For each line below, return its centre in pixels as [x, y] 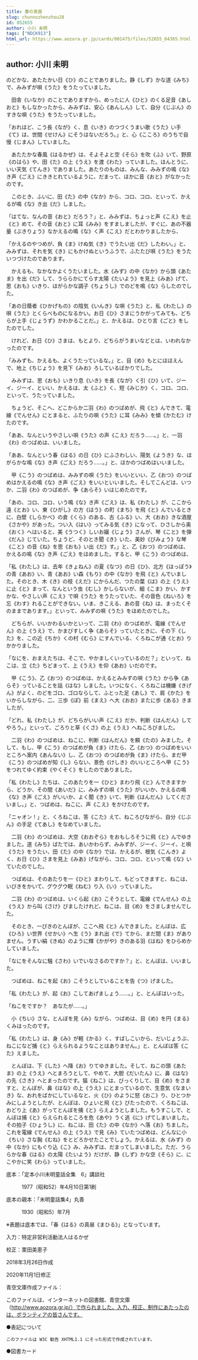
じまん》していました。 [45, 142]
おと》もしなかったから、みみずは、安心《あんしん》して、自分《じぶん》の [99, 107]
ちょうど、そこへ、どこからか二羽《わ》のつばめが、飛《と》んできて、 [98, 408]
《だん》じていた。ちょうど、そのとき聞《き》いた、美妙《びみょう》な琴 [96, 539]
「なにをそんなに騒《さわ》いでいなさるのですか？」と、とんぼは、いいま [96, 961]
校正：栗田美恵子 [27, 1250]
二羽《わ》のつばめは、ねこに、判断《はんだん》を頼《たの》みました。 [99, 740]
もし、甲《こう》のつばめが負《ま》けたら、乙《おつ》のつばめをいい [106, 747]
